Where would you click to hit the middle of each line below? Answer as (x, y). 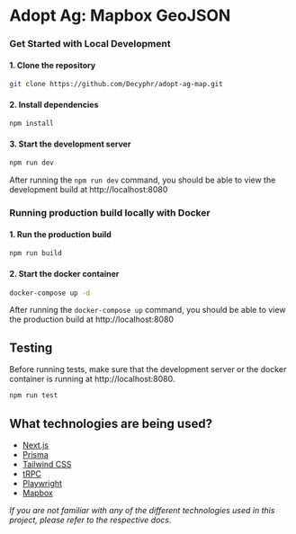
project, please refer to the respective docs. (91, 520)
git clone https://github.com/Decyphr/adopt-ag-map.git (116, 85)
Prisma (36, 454)
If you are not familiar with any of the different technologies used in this (142, 510)
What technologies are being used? (111, 423)
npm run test (34, 396)
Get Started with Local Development (90, 44)
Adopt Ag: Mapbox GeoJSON (120, 16)
